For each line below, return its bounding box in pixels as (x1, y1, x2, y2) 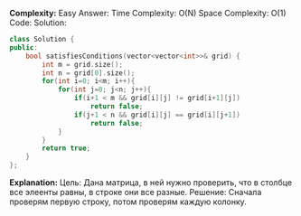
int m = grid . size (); (42, 60, 124, 69)
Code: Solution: (9, 17, 68, 28)
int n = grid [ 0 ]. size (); (42, 68, 136, 78)
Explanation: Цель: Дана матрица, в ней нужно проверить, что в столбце (9, 177, 292, 188)
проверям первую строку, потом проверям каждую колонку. (9, 196, 247, 207)
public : (9, 42, 39, 52)
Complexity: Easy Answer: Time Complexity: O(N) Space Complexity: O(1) (9, 8, 287, 18)
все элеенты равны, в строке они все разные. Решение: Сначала (9, 187, 262, 197)
